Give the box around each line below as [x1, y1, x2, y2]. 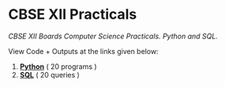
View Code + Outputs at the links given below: [8, 46, 159, 56]
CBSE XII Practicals [8, 5, 137, 24]
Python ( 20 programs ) [19, 61, 97, 71]
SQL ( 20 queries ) [19, 70, 81, 79]
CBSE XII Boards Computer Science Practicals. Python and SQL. [8, 31, 219, 41]
